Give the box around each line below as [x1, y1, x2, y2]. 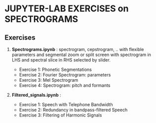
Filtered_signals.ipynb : [11, 92, 61, 98]
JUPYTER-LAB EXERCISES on [4, 3, 129, 14]
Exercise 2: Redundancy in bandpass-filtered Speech [19, 107, 128, 113]
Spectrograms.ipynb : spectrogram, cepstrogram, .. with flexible [11, 47, 144, 52]
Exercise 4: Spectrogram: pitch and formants [19, 82, 111, 88]
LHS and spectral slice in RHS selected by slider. [11, 57, 111, 62]
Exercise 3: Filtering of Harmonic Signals [19, 112, 102, 118]
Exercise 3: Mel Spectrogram [19, 77, 78, 83]
